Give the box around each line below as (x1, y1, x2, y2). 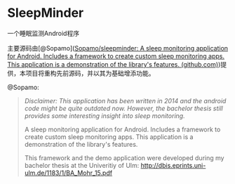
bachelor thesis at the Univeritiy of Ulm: (24, 161, 140, 169)
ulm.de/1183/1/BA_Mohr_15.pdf (24, 169, 113, 177)
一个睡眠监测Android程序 (7, 29, 79, 37)
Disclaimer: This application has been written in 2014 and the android (24, 96, 227, 105)
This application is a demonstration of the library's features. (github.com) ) (7, 60, 221, 68)
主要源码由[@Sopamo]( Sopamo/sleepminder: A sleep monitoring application (7, 44, 229, 52)
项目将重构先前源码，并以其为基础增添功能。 (25, 69, 155, 77)
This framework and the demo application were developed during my (24, 153, 224, 162)
